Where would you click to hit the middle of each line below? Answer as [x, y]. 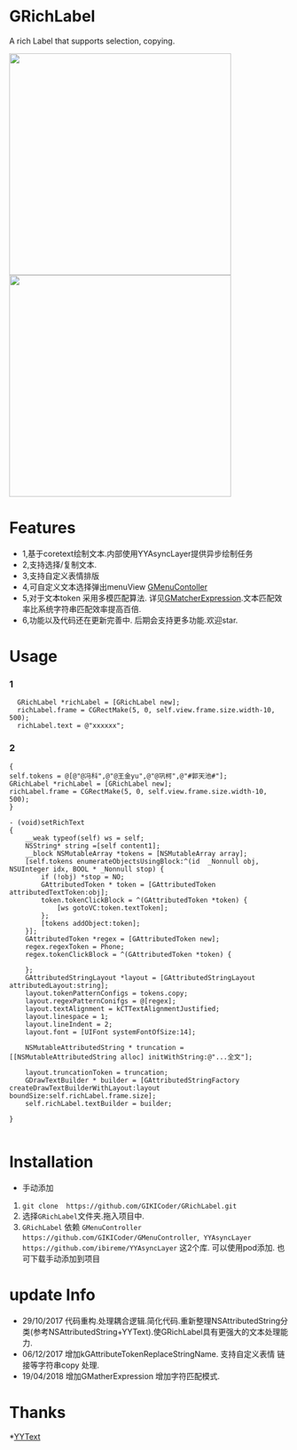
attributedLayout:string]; [59, 985]
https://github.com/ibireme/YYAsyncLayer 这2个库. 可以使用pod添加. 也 [153, 1247]
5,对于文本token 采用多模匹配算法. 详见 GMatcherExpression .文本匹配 [148, 598]
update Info [52, 1294]
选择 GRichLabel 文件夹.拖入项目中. [83, 1216]
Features [43, 528]
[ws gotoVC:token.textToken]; [112, 908]
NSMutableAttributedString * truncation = [105, 1047]
